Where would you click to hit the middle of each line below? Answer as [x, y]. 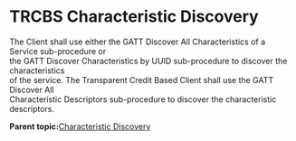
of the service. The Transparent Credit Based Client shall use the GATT [142, 80]
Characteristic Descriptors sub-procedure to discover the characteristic [143, 99]
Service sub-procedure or [58, 51]
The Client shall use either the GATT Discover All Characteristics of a [138, 42]
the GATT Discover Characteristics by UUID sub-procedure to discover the [148, 61]
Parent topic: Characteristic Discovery [80, 126]
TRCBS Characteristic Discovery [134, 17]
